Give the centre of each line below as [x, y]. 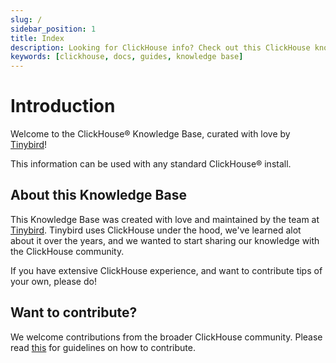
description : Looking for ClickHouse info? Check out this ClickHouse [160, 47]
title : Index [37, 38]
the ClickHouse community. [67, 251]
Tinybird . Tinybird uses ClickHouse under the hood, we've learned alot [156, 230]
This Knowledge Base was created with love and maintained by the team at [165, 219]
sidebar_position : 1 [53, 29]
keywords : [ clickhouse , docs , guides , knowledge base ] [127, 57]
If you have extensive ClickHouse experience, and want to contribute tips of [166, 270]
